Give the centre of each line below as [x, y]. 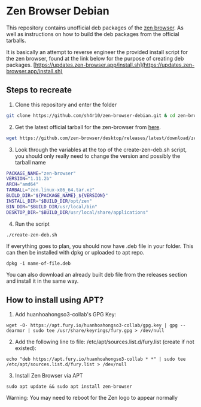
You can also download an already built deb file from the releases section [97, 275]
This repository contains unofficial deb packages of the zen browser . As [95, 28]
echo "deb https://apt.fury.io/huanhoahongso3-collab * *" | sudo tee [96, 359]
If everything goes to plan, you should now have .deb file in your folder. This [100, 246]
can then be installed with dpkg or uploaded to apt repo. [75, 253]
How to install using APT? [55, 300]
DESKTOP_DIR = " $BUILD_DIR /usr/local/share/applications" [77, 212]
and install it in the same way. [42, 281]
